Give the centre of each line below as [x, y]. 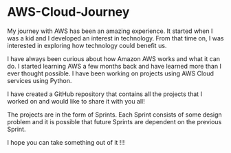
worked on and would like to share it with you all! [76, 101]
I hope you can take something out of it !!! [66, 142]
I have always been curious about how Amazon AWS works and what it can [114, 58]
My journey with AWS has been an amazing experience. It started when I [110, 31]
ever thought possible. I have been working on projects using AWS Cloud [111, 73]
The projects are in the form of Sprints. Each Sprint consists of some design [114, 115]
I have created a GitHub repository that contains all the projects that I [105, 94]
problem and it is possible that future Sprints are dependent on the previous [114, 121]
